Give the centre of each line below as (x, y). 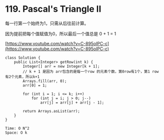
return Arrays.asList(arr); (51, 111)
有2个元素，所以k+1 (22, 77)
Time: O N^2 (17, 128)
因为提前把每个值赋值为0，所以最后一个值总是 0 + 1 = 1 (61, 33)
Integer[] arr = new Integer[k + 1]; (61, 66)
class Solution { (23, 57)
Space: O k (16, 133)
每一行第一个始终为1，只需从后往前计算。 (47, 23)
